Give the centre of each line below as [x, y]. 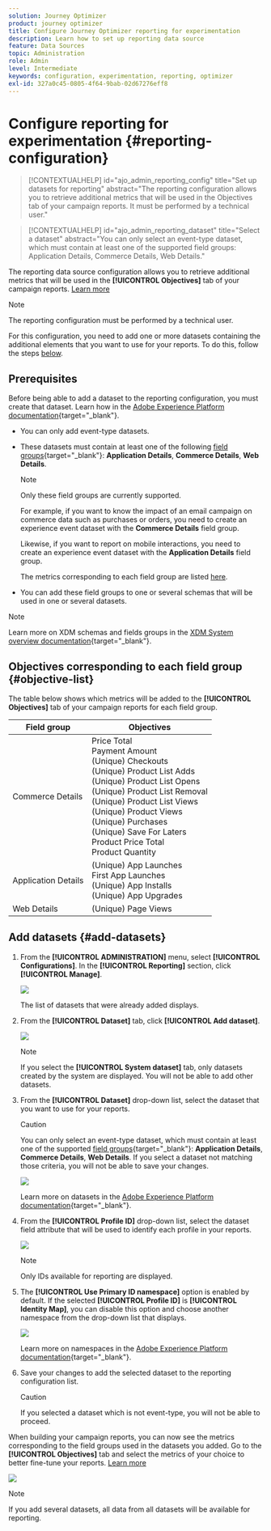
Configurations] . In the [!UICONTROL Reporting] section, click [126, 965]
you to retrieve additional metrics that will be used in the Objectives [140, 197]
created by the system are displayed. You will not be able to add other [136, 1075]
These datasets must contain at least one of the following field [124, 447]
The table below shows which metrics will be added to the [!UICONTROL [130, 699]
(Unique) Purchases [130, 822]
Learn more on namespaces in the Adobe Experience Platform [124, 1348]
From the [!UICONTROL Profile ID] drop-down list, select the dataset [134, 1221]
